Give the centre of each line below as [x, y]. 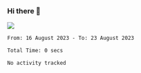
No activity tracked [37, 63]
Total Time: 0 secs [35, 51]
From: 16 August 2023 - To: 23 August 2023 [71, 38]
